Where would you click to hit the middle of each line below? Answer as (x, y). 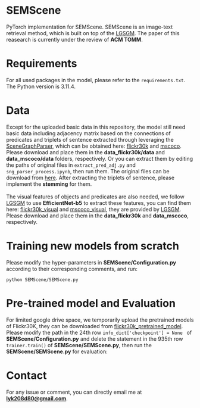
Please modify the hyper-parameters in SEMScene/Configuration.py (91, 262)
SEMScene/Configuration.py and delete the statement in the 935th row (95, 339)
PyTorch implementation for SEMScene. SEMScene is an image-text (90, 27)
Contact (26, 375)
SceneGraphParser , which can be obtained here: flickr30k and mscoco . (94, 146)
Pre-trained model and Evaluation (91, 303)
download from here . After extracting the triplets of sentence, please (90, 177)
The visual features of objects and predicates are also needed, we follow (95, 197)
